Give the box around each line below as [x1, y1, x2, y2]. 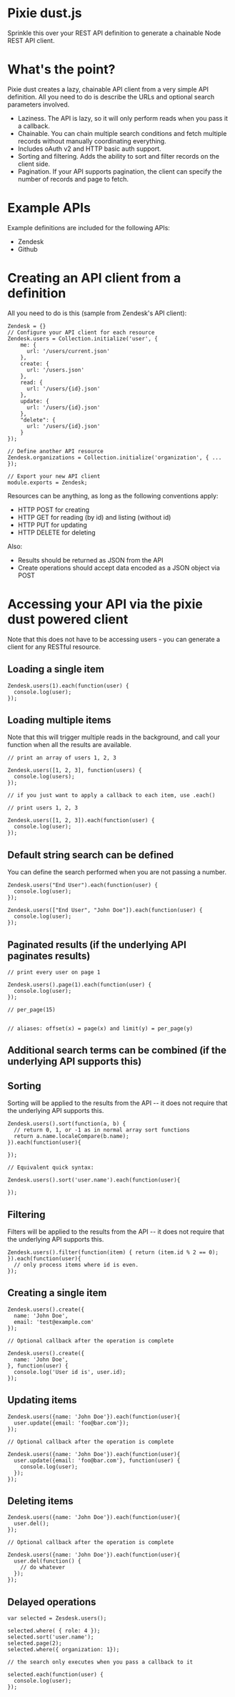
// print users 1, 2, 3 [7, 804, 79, 812]
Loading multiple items [7, 713, 112, 726]
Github [17, 244, 38, 253]
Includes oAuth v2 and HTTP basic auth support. [17, 144, 162, 153]
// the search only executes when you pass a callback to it [7, 1658, 194, 1666]
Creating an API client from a [7, 270, 181, 286]
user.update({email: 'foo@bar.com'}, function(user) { [14, 1457, 181, 1464]
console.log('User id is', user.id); [14, 1368, 126, 1375]
